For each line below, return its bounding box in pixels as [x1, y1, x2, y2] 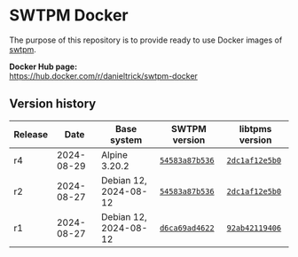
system [110, 134, 143, 146]
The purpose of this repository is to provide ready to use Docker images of [9, 35, 283, 45]
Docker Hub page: [9, 61, 78, 72]
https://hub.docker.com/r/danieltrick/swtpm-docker [9, 70, 198, 81]
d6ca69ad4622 [159, 222, 215, 233]
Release [13, 128, 49, 140]
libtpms [239, 122, 272, 135]
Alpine [101, 148, 129, 160]
